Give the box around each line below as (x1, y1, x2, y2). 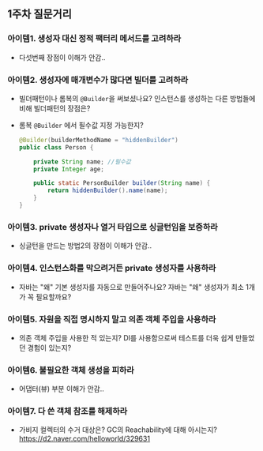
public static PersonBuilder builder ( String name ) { (33, 179, 211, 187)
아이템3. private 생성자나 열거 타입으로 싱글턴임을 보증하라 (7, 221, 218, 232)
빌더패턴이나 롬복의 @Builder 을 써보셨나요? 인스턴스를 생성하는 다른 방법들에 (18, 93, 256, 103)
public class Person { (18, 143, 94, 152)
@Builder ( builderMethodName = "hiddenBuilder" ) (18, 136, 179, 144)
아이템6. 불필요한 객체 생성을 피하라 (7, 364, 135, 375)
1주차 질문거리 (7, 7, 72, 21)
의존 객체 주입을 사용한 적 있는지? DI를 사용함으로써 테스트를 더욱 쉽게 (18, 333, 234, 342)
